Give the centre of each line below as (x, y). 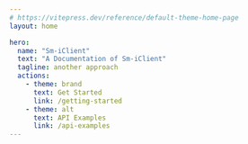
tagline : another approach (68, 67)
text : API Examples (69, 118)
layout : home (34, 26)
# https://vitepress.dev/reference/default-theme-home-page (124, 18)
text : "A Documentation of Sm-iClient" (92, 59)
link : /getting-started (78, 101)
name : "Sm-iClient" (54, 50)
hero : (19, 42)
